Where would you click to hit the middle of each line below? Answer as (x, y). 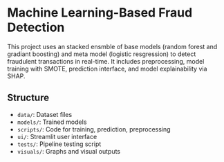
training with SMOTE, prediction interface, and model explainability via (107, 69)
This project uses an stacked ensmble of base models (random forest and (112, 46)
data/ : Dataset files (45, 114)
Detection (36, 27)
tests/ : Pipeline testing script (59, 144)
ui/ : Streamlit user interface (57, 136)
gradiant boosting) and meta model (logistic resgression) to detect (102, 54)
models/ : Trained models (52, 122)
